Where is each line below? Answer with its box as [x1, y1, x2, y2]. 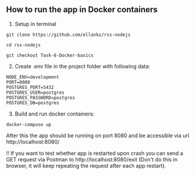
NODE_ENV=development [6, 74, 60, 80]
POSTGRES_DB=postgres [6, 100, 60, 105]
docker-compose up [6, 121, 51, 127]
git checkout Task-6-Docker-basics [6, 52, 94, 58]
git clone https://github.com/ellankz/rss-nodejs [6, 32, 131, 38]
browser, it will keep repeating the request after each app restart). [6, 162, 167, 169]
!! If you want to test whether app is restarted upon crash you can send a [6, 150, 183, 157]
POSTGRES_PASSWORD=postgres [6, 94, 76, 101]
